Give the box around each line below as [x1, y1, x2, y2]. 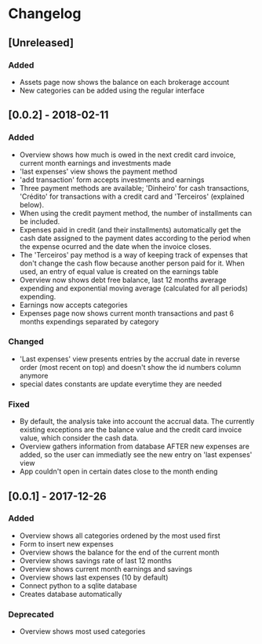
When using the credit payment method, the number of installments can [19, 208, 253, 218]
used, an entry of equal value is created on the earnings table [19, 266, 219, 276]
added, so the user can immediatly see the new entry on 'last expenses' [19, 450, 253, 459]
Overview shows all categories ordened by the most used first [19, 531, 221, 540]
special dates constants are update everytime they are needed [19, 379, 222, 389]
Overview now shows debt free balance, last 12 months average [19, 275, 227, 284]
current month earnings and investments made [19, 158, 171, 167]
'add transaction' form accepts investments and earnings [19, 174, 206, 185]
